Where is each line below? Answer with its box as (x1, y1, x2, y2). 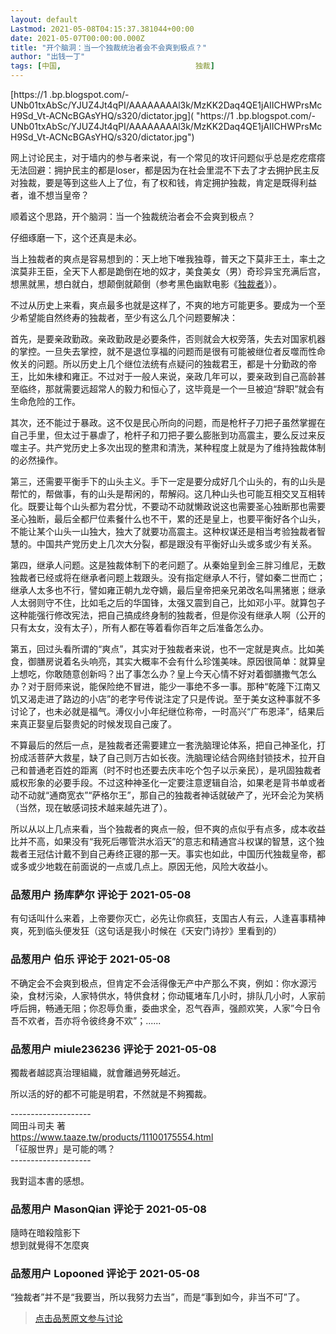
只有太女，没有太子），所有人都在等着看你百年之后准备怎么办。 (10, 622, 269, 633)
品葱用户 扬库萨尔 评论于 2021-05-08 (10, 887, 192, 901)
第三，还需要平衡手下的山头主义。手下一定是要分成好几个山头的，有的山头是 (10, 476, 326, 487)
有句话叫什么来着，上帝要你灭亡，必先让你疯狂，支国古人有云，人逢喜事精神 (10, 912, 326, 925)
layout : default (10, 14, 78, 25)
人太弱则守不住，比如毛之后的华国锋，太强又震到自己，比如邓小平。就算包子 (10, 597, 326, 608)
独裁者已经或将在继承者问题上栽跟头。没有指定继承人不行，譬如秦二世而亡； (10, 572, 326, 583)
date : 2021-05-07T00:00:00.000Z (10, 33, 145, 43)
